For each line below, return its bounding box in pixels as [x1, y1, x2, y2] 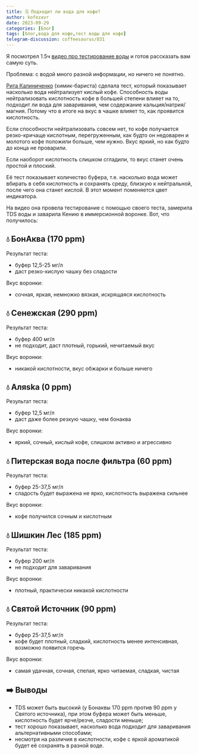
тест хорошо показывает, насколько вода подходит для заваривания [14, 723, 191, 730]
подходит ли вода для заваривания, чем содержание [6, 101, 143, 108]
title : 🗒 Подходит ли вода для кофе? [6, 8, 101, 15]
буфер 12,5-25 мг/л [14, 261, 64, 269]
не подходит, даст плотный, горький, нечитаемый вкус [14, 342, 155, 349]
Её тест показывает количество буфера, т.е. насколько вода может [6, 174, 178, 180]
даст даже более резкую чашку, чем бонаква [14, 416, 131, 423]
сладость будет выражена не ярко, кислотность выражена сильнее [14, 489, 188, 497]
